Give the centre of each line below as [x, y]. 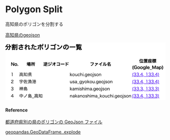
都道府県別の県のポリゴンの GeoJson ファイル [54, 122]
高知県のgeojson [23, 35]
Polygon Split [34, 9]
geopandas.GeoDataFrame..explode [43, 132]
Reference [17, 110]
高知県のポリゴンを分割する [34, 24]
